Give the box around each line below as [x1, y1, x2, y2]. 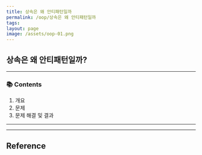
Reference [6, 141, 46, 151]
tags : [6, 20, 20, 26]
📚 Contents [6, 80, 42, 89]
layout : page [6, 25, 39, 32]
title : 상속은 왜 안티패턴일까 [6, 8, 72, 15]
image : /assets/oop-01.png [6, 31, 74, 37]
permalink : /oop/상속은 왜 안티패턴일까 [6, 14, 96, 20]
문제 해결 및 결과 [14, 112, 54, 119]
